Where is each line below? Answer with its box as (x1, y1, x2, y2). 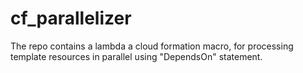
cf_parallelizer (10, 7, 132, 30)
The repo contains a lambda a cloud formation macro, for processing (10, 40, 294, 52)
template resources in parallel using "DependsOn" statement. (10, 50, 263, 62)
